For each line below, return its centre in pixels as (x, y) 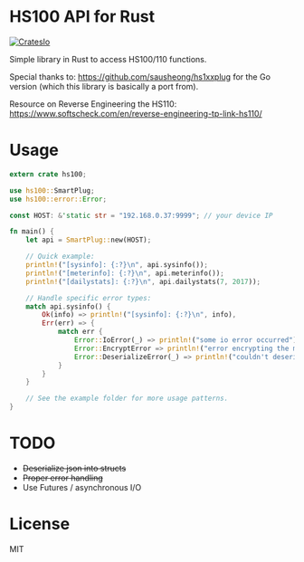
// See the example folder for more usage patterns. (127, 399)
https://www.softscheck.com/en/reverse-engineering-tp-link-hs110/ (136, 113)
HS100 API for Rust (82, 17)
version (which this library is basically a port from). (104, 86)
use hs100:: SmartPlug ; (52, 191)
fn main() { (32, 232)
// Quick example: (60, 257)
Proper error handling (63, 478)
